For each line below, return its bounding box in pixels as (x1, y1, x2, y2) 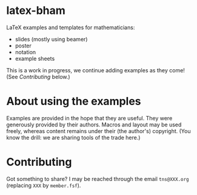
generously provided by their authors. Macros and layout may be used (6, 121, 182, 128)
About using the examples (6, 95, 141, 108)
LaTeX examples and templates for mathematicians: (6, 24, 135, 31)
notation (15, 48, 36, 55)
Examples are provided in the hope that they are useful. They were (6, 114, 173, 121)
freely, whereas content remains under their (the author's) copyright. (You (6, 127, 191, 134)
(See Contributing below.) (6, 73, 71, 80)
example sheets (15, 55, 55, 62)
